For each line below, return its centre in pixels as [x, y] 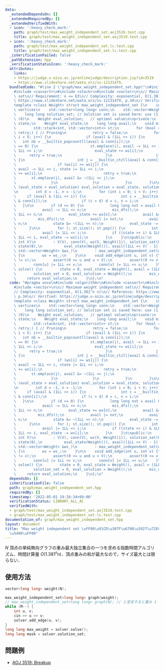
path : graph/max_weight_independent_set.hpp [55, 488]
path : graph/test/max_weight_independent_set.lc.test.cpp [74, 46]
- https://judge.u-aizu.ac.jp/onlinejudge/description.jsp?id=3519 [84, 78]
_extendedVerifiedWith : [33, 23]
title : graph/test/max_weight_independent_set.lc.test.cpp [75, 50]
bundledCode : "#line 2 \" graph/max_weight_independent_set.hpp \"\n [80, 87]
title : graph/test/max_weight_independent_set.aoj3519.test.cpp [81, 37]
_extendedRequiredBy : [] [35, 19]
